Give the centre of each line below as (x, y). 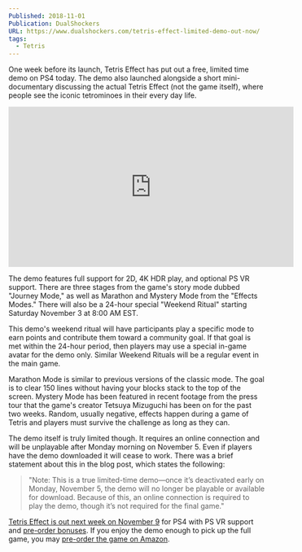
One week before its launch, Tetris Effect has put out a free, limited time (129, 69)
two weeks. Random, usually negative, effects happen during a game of (129, 414)
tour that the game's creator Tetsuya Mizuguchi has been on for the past (130, 405)
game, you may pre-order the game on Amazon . (89, 539)
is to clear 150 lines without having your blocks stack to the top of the (125, 388)
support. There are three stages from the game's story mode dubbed (124, 287)
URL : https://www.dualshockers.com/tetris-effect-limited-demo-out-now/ (134, 31)
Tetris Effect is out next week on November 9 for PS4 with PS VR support (131, 522)
